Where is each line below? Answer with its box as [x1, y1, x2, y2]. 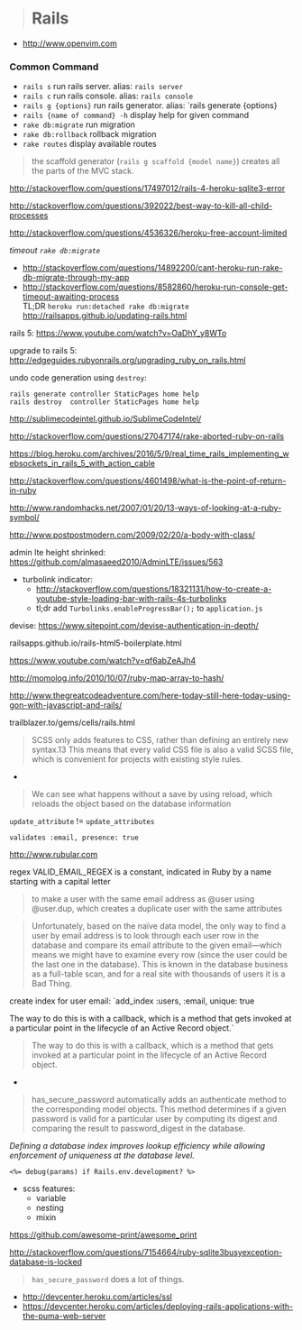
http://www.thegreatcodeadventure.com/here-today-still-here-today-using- [9, 690, 291, 702]
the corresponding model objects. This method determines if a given [31, 1104, 287, 1114]
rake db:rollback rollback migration [22, 129, 157, 140]
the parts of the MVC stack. [31, 166, 134, 177]
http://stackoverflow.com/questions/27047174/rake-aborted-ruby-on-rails [9, 431, 285, 442]
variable [35, 1193, 67, 1204]
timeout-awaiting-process [22, 291, 120, 302]
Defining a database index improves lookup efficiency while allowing [9, 1141, 266, 1151]
